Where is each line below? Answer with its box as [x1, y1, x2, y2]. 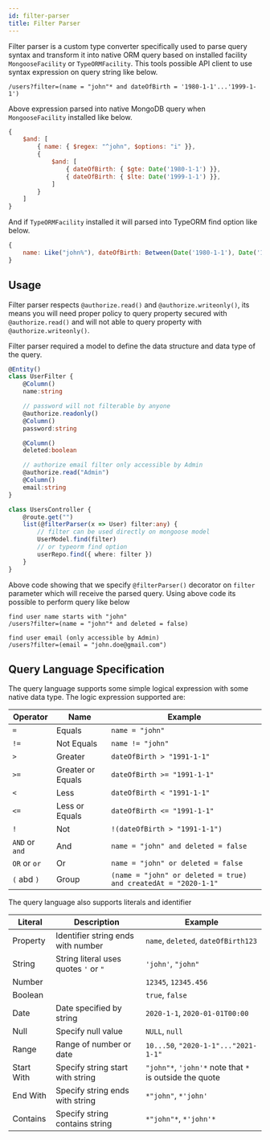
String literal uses [55, 953, 122, 965]
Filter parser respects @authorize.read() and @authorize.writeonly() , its [8, 299, 250, 310]
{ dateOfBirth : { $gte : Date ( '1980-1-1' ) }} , [65, 165, 221, 173]
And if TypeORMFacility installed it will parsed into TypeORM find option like [8, 217, 258, 227]
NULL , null [145, 1026, 183, 1037]
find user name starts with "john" [8, 612, 128, 620]
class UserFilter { [8, 372, 74, 381]
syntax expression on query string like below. [8, 67, 158, 76]
